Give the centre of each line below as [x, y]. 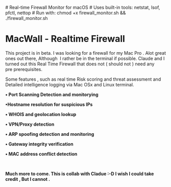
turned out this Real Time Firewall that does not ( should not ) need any [80, 64]
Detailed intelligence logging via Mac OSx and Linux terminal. [70, 84]
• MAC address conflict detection [41, 154]
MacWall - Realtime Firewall [65, 39]
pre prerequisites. [24, 69]
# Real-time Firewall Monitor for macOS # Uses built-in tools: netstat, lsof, [83, 7]
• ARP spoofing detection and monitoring [50, 134]
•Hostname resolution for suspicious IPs [49, 104]
